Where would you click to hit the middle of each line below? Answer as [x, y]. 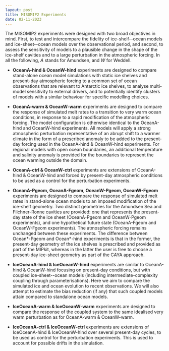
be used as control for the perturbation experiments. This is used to [83, 338]
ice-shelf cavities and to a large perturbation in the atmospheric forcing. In [82, 55]
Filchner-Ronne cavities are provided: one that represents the [76, 212]
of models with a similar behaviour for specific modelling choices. [81, 97]
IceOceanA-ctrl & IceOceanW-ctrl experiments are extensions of [81, 327]
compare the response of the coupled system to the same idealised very [88, 312]
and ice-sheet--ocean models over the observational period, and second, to [84, 44]
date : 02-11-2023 [23, 19]
